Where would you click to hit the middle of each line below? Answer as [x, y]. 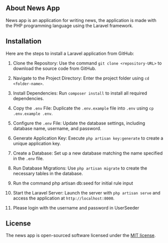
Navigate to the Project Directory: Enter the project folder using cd [81, 78]
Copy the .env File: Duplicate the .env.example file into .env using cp [83, 108]
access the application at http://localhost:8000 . [64, 198]
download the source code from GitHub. [55, 68]
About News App [33, 8]
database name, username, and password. [57, 128]
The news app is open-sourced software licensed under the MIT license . [81, 235]
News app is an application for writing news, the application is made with [81, 20]
